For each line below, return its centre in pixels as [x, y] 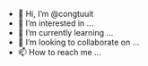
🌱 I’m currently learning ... [65, 33]
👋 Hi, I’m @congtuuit [56, 14]
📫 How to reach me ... [59, 52]
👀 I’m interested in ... [56, 23]
